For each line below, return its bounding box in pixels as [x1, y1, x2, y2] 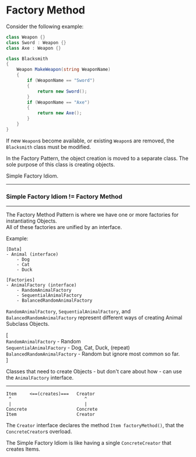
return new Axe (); [37, 110, 82, 116]
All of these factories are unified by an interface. [6, 224, 123, 231]
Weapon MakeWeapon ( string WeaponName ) [16, 67, 111, 73]
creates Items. [6, 446, 41, 453]
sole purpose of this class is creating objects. [6, 161, 116, 168]
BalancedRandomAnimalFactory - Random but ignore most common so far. [6, 350, 180, 357]
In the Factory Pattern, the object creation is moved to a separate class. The [6, 155, 188, 162]
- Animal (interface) [6, 251, 59, 258]
